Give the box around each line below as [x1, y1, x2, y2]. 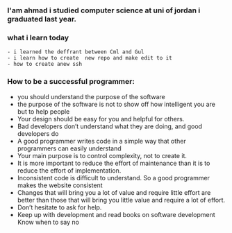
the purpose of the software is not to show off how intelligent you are [17, 100, 215, 108]
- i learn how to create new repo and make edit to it [7, 55, 172, 62]
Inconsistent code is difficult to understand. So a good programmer [17, 173, 210, 182]
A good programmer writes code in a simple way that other [17, 137, 186, 145]
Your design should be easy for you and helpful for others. [17, 114, 185, 123]
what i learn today [7, 33, 69, 42]
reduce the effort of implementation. [17, 166, 122, 175]
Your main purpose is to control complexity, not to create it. [17, 151, 188, 159]
